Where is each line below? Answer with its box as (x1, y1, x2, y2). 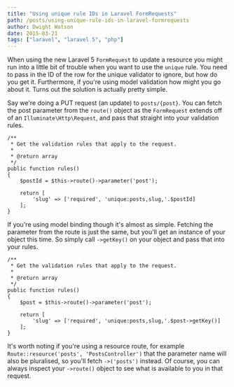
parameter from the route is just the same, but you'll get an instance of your (7, 228, 226, 237)
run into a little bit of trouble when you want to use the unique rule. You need (7, 63, 228, 71)
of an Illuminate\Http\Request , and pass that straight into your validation (7, 113, 219, 122)
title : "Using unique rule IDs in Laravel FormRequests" (7, 10, 177, 17)
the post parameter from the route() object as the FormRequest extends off (7, 106, 223, 115)
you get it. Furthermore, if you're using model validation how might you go (7, 78, 221, 86)
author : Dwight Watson (7, 23, 74, 30)
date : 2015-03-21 (7, 29, 58, 37)
